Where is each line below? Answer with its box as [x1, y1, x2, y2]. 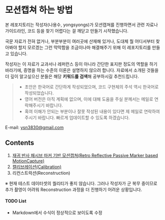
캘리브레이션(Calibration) [12, 163, 62, 170]
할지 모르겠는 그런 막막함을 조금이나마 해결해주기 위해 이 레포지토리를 [18, 44, 151, 50]
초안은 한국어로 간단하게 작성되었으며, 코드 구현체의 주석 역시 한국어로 [24, 84, 159, 90]
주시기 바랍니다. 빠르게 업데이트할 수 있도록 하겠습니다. [24, 114, 130, 121]
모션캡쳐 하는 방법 [5, 4, 73, 16]
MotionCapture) [12, 158, 45, 164]
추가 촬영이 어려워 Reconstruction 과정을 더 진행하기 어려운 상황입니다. [5, 187, 142, 192]
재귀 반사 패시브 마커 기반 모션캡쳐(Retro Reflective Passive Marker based [12, 152, 159, 158]
